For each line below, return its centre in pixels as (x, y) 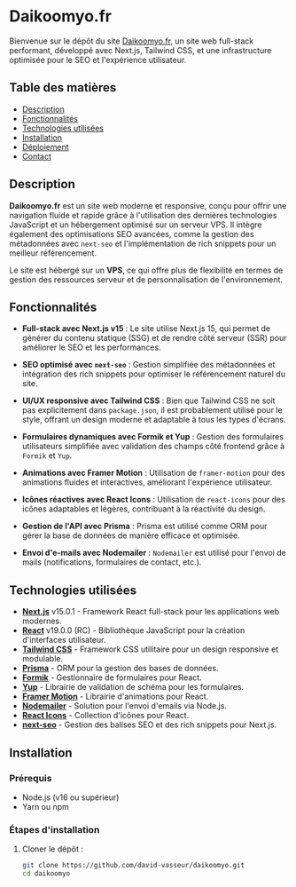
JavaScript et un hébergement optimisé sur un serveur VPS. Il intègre (136, 225)
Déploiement (45, 147)
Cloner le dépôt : (53, 849)
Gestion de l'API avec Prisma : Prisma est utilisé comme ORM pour (144, 527)
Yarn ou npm (45, 806)
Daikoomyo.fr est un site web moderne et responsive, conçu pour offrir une (148, 205)
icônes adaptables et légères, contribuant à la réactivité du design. (144, 509)
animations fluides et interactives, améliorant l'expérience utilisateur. (147, 482)
